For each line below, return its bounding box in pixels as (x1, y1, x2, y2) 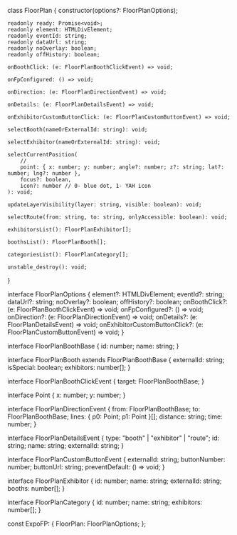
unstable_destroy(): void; (7, 264, 88, 271)
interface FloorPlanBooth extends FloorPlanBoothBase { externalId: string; (7, 356, 225, 364)
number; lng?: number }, (7, 170, 81, 177)
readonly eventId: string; (7, 32, 88, 39)
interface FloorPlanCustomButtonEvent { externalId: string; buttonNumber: (7, 455, 226, 464)
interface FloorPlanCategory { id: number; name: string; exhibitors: (7, 498, 203, 506)
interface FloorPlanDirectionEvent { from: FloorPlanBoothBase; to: (7, 405, 201, 413)
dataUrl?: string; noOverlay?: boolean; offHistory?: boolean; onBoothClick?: (7, 298, 228, 306)
